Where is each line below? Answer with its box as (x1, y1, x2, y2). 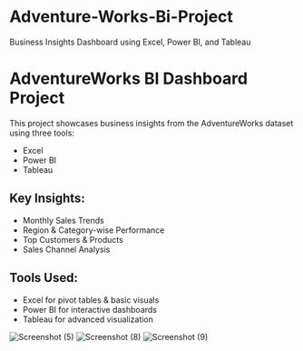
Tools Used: (9, 270, 79, 286)
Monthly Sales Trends (22, 215, 104, 226)
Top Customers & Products (22, 234, 124, 245)
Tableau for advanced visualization (22, 314, 154, 325)
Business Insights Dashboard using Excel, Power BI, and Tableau (9, 36, 251, 47)
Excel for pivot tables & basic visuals (22, 294, 160, 306)
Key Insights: (9, 191, 86, 206)
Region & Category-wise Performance (22, 225, 165, 236)
